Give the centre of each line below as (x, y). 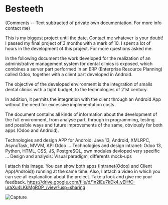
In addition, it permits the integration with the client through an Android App (83, 99)
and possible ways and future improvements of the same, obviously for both (84, 125)
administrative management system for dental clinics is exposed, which (79, 63)
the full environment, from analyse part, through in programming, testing (80, 119)
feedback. (16, 182)
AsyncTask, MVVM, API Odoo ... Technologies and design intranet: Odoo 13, (83, 145)
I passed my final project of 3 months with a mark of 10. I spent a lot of (78, 43)
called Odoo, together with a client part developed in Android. (69, 74)
